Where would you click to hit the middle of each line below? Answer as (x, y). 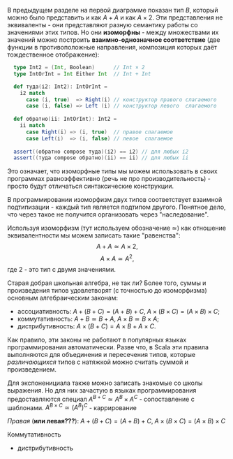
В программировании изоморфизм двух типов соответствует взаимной (115, 200)
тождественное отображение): (53, 54)
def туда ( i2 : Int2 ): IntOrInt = (61, 87)
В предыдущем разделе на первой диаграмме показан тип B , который (113, 10)
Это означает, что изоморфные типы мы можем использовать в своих (113, 171)
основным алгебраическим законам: (63, 298)
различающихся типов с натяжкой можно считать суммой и (98, 362)
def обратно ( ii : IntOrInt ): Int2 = (65, 119)
